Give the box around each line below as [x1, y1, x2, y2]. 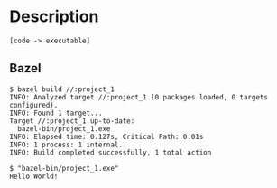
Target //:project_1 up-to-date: [9, 116, 135, 126]
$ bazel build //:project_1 [9, 84, 115, 94]
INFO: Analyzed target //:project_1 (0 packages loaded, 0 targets [9, 92, 269, 101]
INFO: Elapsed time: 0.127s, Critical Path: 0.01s [9, 132, 204, 141]
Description [9, 6, 99, 27]
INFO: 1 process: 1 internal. [9, 140, 124, 149]
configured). [9, 100, 59, 109]
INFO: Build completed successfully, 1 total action [9, 147, 212, 157]
